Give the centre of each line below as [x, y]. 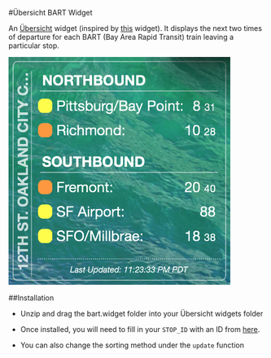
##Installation [31, 298]
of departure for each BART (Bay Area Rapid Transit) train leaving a [121, 37]
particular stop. [34, 46]
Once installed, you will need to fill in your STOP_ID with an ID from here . [140, 329]
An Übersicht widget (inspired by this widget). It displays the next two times [135, 28]
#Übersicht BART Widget [50, 13]
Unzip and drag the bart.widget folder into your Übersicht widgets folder [142, 314]
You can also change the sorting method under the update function [132, 345]
